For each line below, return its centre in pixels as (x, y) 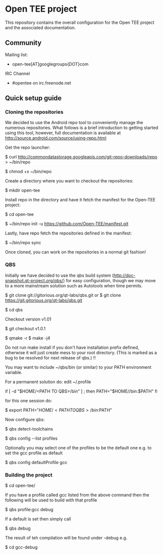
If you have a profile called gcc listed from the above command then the (77, 495)
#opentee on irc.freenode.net (42, 83)
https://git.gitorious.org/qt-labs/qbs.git (44, 300)
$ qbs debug (18, 528)
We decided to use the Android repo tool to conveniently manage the (74, 123)
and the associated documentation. (41, 27)
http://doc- (125, 275)
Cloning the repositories (34, 112)
